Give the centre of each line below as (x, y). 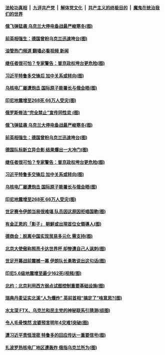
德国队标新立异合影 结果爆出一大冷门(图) (47, 150)
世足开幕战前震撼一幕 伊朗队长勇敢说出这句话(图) (55, 261)
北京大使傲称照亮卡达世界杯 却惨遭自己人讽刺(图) (55, 248)
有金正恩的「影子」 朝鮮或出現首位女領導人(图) (53, 224)
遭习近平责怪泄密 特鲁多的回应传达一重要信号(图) (55, 335)
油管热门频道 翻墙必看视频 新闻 (37, 51)
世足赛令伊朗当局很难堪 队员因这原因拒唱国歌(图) (55, 212)
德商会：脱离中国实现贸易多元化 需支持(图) (49, 236)
